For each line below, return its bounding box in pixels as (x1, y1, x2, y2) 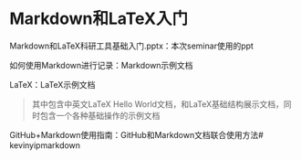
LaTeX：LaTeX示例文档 (9, 79, 96, 90)
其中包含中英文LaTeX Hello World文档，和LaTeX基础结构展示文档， (31, 98, 285, 110)
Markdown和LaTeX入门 (9, 8, 189, 29)
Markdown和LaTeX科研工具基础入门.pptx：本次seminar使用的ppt (9, 40, 254, 51)
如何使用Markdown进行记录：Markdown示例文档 (9, 59, 193, 70)
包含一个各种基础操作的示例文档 (39, 110, 161, 121)
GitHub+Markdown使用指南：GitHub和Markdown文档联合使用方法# (9, 129, 265, 140)
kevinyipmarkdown (9, 139, 80, 151)
